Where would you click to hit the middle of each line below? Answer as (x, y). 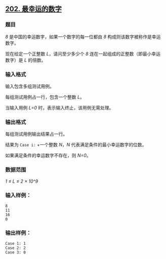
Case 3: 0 (16, 252)
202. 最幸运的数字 (33, 9)
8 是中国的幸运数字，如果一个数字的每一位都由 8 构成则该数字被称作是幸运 (83, 36)
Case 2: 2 (16, 248)
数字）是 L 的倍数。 (26, 60)
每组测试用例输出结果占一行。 (36, 134)
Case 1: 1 (16, 244)
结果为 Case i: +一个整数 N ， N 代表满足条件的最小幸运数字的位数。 (76, 145)
